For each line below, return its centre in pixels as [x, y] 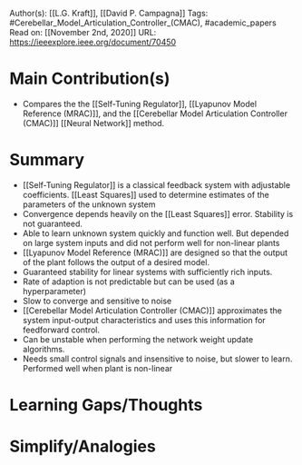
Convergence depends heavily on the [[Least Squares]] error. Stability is [158, 213]
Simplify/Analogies [83, 446]
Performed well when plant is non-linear [97, 368]
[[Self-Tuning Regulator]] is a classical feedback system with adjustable [156, 184]
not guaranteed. [53, 223]
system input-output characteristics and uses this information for [144, 320]
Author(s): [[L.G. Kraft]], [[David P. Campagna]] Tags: [109, 13]
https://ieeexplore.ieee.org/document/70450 [93, 42]
